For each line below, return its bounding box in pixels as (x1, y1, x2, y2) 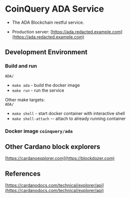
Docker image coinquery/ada (5, 128, 73, 134)
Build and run (5, 63, 37, 69)
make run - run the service (12, 87, 65, 93)
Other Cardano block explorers (5, 142, 100, 151)
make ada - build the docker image (12, 82, 80, 88)
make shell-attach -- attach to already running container (12, 115, 126, 121)
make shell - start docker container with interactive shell (12, 110, 125, 116)
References (5, 169, 41, 178)
